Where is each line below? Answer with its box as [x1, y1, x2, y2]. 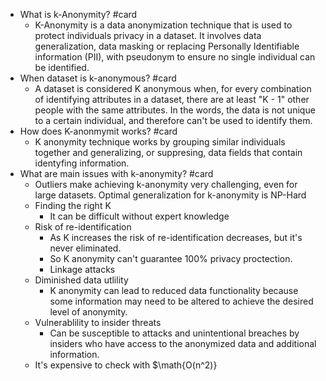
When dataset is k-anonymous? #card [19, 72, 177, 84]
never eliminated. [49, 242, 122, 254]
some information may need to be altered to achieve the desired [49, 295, 314, 307]
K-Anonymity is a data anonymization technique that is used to [34, 19, 293, 31]
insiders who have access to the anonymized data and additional [49, 338, 317, 349]
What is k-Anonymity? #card [19, 9, 138, 20]
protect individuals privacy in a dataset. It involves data [34, 30, 262, 41]
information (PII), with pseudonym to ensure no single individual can [34, 51, 316, 63]
